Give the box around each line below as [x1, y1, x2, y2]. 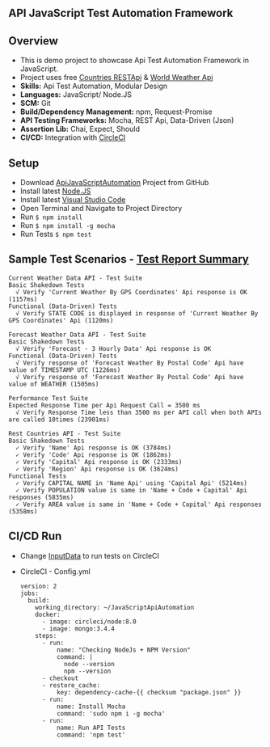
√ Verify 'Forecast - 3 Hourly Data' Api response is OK [15, 344, 212, 352]
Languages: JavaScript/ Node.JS [19, 90, 132, 99]
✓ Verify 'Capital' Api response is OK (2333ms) [15, 458, 183, 466]
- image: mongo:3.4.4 [41, 624, 115, 633]
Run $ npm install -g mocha [19, 221, 116, 230]
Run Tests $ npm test [19, 230, 92, 239]
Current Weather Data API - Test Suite [8, 274, 143, 282]
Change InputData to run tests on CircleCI [19, 551, 160, 560]
